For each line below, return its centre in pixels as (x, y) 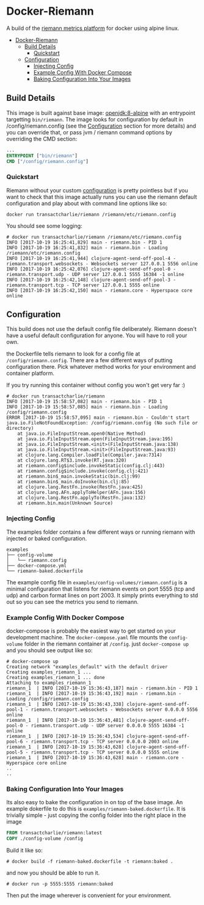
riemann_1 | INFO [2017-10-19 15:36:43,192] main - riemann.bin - (94, 694)
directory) (20, 429)
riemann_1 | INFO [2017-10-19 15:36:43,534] (65, 736)
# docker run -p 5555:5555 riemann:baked (60, 884)
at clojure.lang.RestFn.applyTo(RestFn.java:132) (82, 498)
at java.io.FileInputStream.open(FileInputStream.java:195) (95, 439)
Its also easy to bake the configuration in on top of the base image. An (95, 802)
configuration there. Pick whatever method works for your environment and (101, 367)
